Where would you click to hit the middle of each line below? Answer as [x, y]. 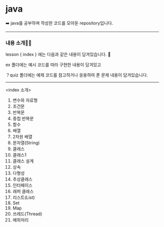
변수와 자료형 [25, 100]
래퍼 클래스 [23, 192]
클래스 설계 [23, 161]
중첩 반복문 [23, 119]
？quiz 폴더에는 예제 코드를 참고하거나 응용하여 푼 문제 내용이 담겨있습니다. [77, 75]
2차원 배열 [22, 137]
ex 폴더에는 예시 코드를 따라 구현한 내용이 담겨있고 [53, 65]
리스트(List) [24, 197]
